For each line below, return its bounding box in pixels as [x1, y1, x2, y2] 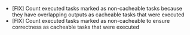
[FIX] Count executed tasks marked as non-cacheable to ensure [11, 17, 170, 24]
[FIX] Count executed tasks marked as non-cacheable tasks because [11, 5, 183, 12]
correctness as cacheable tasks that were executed [11, 23, 139, 30]
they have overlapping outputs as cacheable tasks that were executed [11, 11, 185, 18]
